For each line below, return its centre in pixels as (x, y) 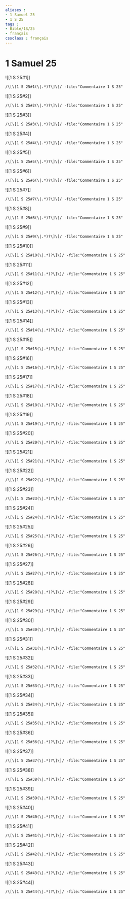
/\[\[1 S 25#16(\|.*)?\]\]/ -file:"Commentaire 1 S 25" (65, 368)
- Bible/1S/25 (20, 29)
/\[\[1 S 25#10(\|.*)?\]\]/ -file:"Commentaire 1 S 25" (65, 255)
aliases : (16, 10)
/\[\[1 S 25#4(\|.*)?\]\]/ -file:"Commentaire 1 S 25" (64, 143)
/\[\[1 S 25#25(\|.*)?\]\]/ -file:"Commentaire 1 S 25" (65, 536)
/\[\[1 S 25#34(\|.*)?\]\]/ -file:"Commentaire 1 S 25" (65, 704)
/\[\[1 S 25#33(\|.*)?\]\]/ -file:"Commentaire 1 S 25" (65, 686)
